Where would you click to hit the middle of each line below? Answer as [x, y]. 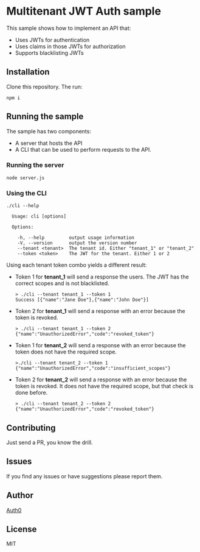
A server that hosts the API [49, 143]
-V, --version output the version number [77, 243]
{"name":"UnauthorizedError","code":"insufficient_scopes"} [93, 369]
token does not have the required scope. [66, 352]
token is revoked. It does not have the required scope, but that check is [104, 386]
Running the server [35, 165]
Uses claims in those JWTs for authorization [70, 46]
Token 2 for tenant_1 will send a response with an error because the [100, 311]
